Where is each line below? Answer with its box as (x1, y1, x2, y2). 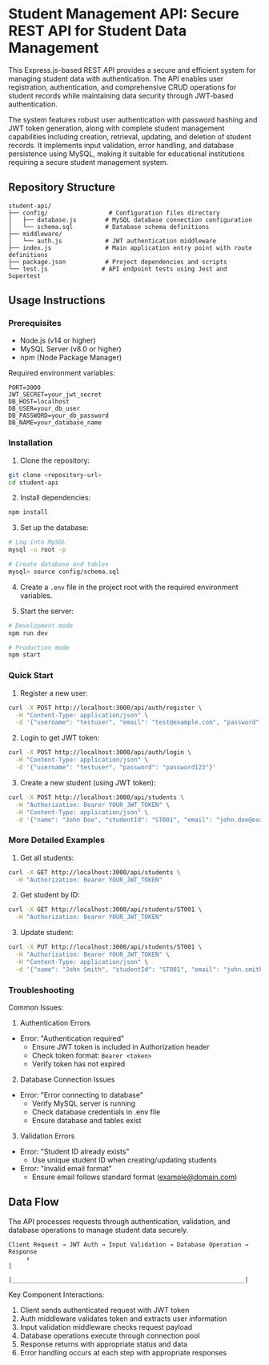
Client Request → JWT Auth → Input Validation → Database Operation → (8, 1240, 249, 1249)
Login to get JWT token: (19, 733, 100, 743)
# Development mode (8, 621, 74, 629)
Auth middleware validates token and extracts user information (19, 1314, 227, 1323)
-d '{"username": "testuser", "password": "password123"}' (15, 764, 217, 772)
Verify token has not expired (31, 1059, 126, 1069)
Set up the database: (19, 523, 90, 532)
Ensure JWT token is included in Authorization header (31, 1042, 210, 1051)
